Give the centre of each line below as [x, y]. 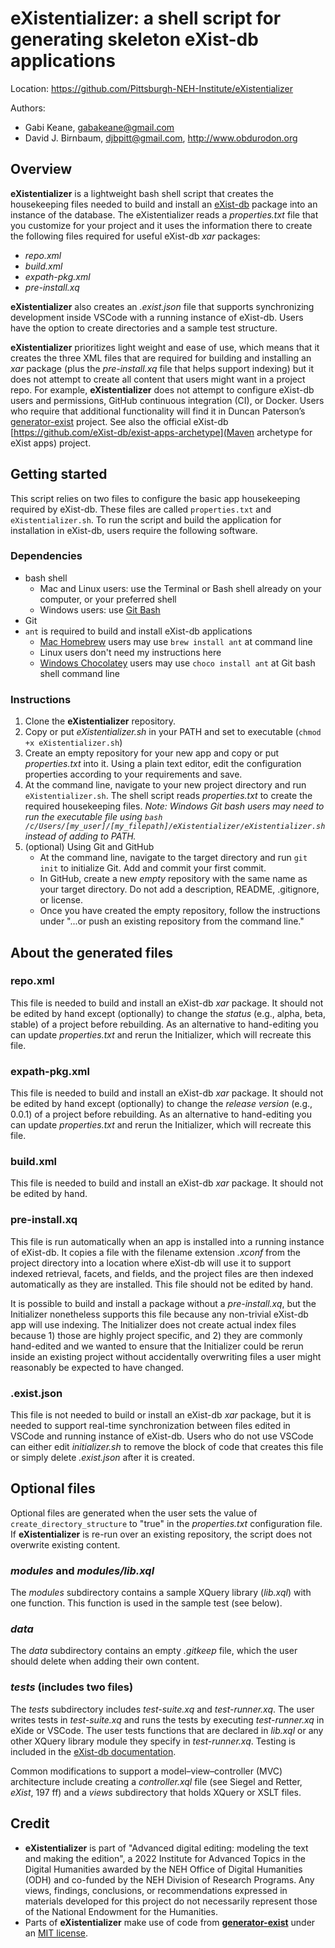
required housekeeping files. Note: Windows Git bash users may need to [174, 806]
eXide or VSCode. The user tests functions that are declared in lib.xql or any [167, 1730]
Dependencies [46, 556]
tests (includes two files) [72, 1687]
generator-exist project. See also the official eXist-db [119, 421]
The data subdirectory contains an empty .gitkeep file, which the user [154, 1651]
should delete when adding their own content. [105, 1661]
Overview [41, 169]
